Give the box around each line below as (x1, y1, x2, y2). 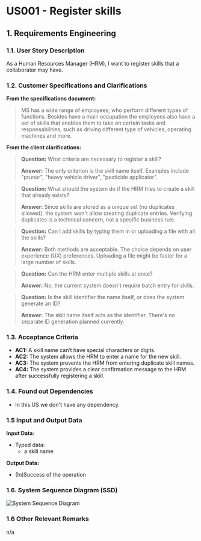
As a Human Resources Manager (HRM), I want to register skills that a (6, 60, 179, 67)
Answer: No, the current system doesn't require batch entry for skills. (20, 282, 194, 289)
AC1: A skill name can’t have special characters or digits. (14, 347, 156, 354)
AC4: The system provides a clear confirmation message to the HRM (14, 366, 187, 373)
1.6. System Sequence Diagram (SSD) (6, 486, 118, 494)
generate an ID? (20, 300, 61, 308)
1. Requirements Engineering (6, 28, 116, 39)
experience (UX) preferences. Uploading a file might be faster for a (20, 252, 188, 259)
